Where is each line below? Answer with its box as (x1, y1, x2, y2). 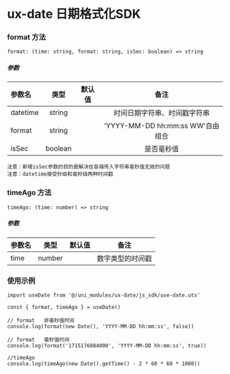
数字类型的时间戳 (97, 253, 153, 263)
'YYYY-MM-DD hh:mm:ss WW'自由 (103, 121, 220, 131)
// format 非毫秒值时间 (7, 317, 75, 324)
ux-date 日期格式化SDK (7, 6, 142, 22)
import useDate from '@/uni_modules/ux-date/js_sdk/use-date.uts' (7, 292, 201, 299)
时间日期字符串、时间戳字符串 (114, 108, 210, 118)
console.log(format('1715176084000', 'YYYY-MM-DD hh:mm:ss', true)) (7, 342, 207, 349)
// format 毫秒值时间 (7, 336, 70, 343)
